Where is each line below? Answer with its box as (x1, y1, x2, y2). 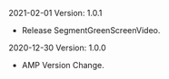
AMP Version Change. (21, 60, 105, 70)
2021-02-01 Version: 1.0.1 (8, 8, 103, 18)
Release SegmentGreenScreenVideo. (21, 25, 161, 35)
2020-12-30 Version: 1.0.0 (8, 42, 106, 53)
